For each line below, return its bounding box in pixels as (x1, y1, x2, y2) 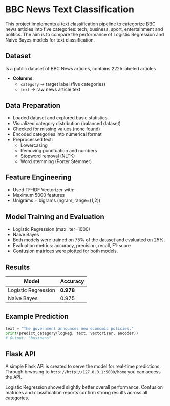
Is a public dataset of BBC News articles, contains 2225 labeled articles (5, 65, 156, 71)
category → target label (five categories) (20, 80, 106, 87)
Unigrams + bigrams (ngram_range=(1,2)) (12, 197, 101, 204)
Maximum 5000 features (12, 192, 65, 198)
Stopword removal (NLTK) (20, 153, 75, 159)
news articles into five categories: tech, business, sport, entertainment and (5, 26, 163, 32)
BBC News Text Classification (5, 4, 135, 15)
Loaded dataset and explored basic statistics (12, 114, 108, 121)
